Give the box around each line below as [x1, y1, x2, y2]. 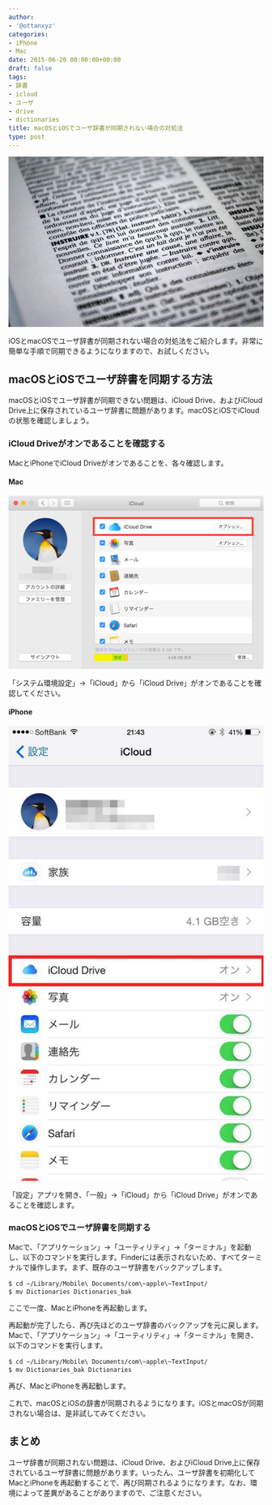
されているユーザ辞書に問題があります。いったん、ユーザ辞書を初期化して [8, 1468, 256, 1477]
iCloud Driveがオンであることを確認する [8, 438, 166, 449]
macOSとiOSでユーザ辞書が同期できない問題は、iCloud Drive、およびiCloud [8, 396, 263, 405]
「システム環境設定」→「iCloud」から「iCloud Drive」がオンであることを [8, 678, 255, 688]
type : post [8, 133, 45, 141]
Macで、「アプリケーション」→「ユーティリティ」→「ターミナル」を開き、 [8, 1330, 258, 1340]
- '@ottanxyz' [8, 21, 57, 30]
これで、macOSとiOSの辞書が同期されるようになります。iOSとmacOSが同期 [8, 1398, 264, 1408]
